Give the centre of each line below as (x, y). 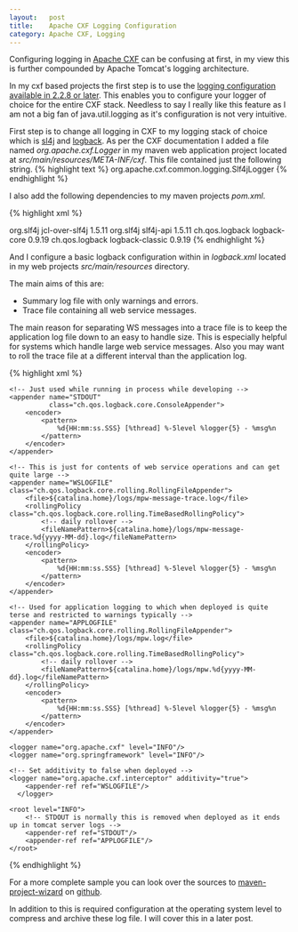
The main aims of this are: (57, 284)
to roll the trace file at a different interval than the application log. (128, 356)
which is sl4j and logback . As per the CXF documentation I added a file (139, 141)
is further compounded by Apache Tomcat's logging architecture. (129, 68)
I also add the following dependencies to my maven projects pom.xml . (137, 196)
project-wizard (36, 892)
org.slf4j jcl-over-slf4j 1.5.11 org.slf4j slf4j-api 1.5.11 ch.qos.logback (130, 230)
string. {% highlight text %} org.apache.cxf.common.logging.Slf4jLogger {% (148, 169)
